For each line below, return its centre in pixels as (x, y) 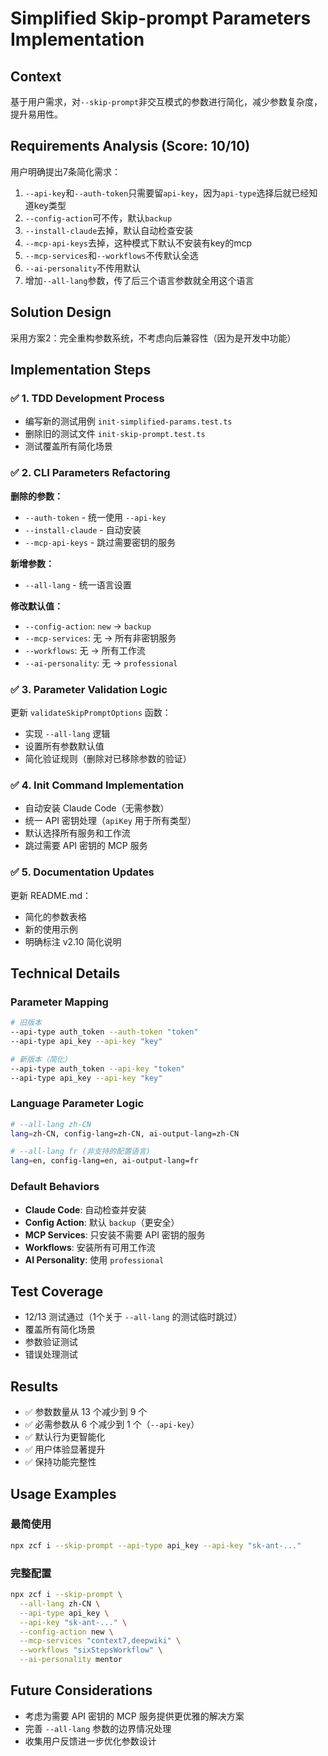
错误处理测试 (51, 1354)
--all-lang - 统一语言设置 (78, 584)
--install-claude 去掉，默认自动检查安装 (109, 230)
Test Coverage (57, 1291)
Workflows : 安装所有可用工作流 (90, 1247)
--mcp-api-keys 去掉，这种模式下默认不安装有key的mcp (138, 243)
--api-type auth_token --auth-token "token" (104, 1032)
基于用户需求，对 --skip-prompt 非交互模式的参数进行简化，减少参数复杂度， (166, 101)
